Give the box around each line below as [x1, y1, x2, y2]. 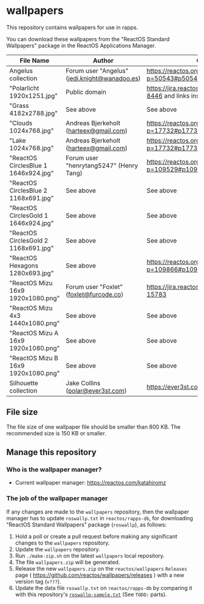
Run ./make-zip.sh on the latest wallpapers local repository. [15, 552, 165, 559]
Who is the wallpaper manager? [6, 465, 102, 474]
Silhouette [9, 378, 38, 387]
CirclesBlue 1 [9, 161, 47, 170]
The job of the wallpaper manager [6, 494, 108, 503]
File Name [19, 56, 50, 64]
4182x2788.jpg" [9, 109, 58, 117]
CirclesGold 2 [9, 236, 49, 244]
